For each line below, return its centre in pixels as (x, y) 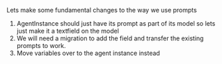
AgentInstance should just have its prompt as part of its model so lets (116, 23)
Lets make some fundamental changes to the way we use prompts (102, 10)
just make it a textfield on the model (68, 31)
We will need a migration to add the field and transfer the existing (110, 38)
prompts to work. (41, 46)
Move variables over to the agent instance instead (88, 53)
